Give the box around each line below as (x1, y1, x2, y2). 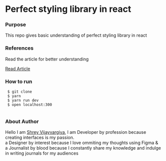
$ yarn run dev (7, 98, 39, 103)
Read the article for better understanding (5, 56, 89, 62)
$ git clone (7, 89, 32, 95)
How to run (5, 78, 32, 85)
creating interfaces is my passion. (5, 135, 75, 141)
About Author (5, 118, 39, 125)
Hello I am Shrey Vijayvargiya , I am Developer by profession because (5, 129, 147, 135)
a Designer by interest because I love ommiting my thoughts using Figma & (5, 140, 159, 146)
